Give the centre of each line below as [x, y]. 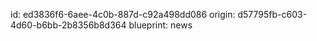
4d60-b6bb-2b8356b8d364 [68, 25]
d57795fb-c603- [272, 14]
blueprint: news [160, 25]
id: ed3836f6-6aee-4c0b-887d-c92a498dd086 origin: [123, 14]
